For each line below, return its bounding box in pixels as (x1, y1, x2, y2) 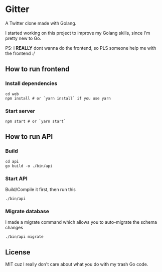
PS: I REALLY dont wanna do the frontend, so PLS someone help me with (5, 45, 156, 51)
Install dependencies (5, 80, 58, 87)
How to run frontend (5, 65, 70, 73)
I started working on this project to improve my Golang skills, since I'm (5, 30, 150, 36)
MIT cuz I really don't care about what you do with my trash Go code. (5, 261, 148, 267)
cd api (5, 159, 19, 164)
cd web (5, 92, 19, 97)
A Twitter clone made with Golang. (5, 20, 77, 26)
